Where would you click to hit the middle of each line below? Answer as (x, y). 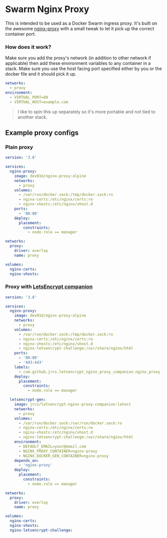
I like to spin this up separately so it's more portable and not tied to (86, 111)
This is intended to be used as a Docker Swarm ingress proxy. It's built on (81, 23)
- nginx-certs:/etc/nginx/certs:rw (56, 428)
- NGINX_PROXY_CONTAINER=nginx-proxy (58, 451)
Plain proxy (19, 147)
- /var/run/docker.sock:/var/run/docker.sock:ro (70, 423)
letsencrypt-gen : (28, 400)
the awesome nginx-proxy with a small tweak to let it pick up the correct (80, 28)
